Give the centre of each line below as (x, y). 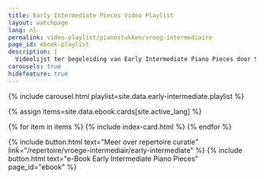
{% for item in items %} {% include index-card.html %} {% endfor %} (120, 126)
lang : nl (22, 30)
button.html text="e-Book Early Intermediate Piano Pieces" (103, 159)
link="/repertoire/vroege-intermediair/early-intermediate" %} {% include (125, 150)
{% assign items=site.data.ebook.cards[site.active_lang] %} (105, 111)
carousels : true (35, 67)
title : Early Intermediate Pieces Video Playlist (91, 15)
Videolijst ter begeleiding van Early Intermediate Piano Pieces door (133, 60)
